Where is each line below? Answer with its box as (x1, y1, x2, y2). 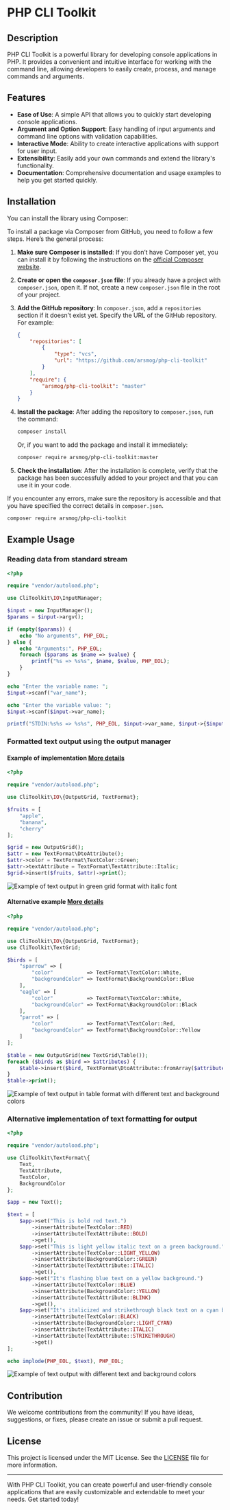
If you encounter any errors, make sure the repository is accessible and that (7, 494, 221, 502)
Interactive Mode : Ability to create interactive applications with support (16, 139, 219, 148)
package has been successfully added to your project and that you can (16, 474, 218, 482)
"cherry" (19, 825, 44, 832)
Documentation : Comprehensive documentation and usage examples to (16, 168, 222, 176)
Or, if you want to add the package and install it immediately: (16, 441, 188, 449)
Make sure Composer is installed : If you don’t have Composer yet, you (16, 248, 218, 256)
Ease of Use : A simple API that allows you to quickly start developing (16, 110, 212, 118)
